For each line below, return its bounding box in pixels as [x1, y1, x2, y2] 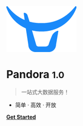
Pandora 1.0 [6, 68, 65, 81]
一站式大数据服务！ [21, 88, 70, 96]
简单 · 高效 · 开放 [15, 101, 56, 108]
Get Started [6, 113, 36, 121]
